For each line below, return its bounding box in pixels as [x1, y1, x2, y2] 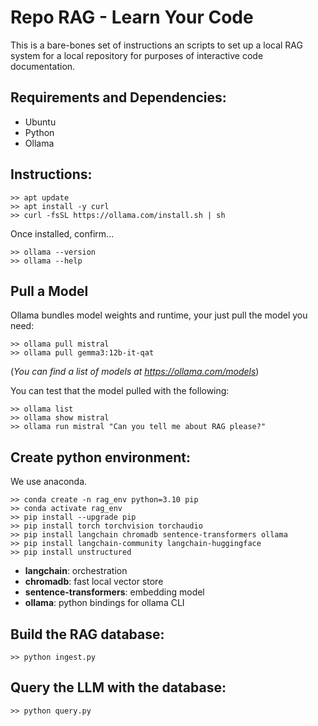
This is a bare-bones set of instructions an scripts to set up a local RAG [10, 39, 303, 51]
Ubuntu [24, 116, 57, 128]
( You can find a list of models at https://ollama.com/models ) [10, 366, 260, 378]
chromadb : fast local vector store [24, 576, 164, 588]
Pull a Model [10, 282, 89, 300]
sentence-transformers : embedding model [24, 586, 205, 598]
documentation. [10, 60, 76, 72]
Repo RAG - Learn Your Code [10, 6, 254, 29]
